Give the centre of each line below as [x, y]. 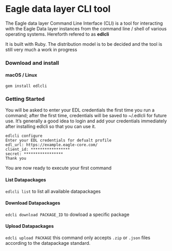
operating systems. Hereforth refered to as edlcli [57, 34]
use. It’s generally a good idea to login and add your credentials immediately [86, 121]
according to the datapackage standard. [48, 243]
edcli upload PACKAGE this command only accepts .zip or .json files [78, 238]
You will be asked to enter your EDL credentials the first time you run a [80, 110]
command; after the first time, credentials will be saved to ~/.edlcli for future [86, 116]
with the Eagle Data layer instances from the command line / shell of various [86, 28]
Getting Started [25, 99]
